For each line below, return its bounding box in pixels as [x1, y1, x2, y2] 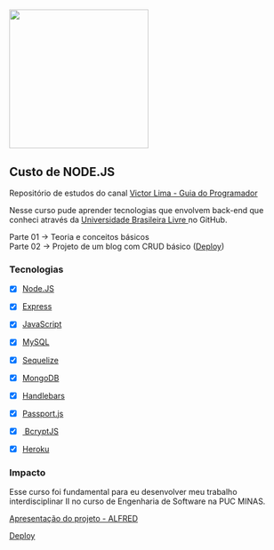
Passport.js [21, 408, 64, 418]
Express [21, 301, 52, 312]
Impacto [9, 466, 46, 479]
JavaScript [21, 319, 62, 330]
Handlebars [21, 390, 65, 401]
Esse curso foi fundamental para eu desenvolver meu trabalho [9, 487, 238, 498]
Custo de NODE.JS [9, 164, 116, 179]
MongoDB [21, 372, 60, 383]
